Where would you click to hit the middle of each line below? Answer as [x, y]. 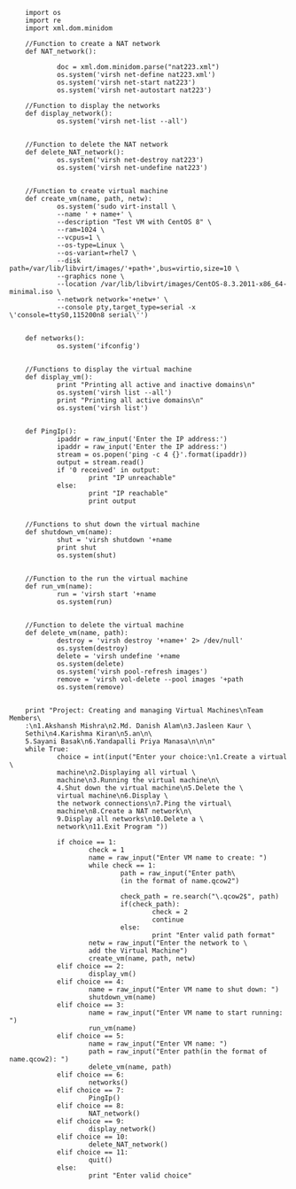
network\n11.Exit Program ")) [112, 827]
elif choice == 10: [92, 1137]
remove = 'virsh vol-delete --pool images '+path [150, 680]
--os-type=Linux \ [90, 245]
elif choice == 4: [90, 982]
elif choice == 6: [90, 1075]
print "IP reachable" [128, 493]
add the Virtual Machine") [138, 951]
